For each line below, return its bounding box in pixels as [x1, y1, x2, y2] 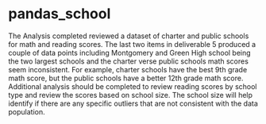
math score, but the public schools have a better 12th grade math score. [8, 73, 244, 83]
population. [8, 107, 45, 116]
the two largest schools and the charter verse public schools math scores [8, 56, 249, 66]
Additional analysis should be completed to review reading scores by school [8, 81, 257, 91]
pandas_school [8, 5, 111, 23]
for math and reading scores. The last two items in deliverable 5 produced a [8, 39, 256, 48]
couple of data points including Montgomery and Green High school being [8, 48, 252, 57]
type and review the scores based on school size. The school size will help [8, 90, 253, 99]
